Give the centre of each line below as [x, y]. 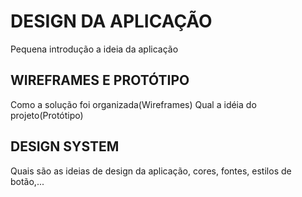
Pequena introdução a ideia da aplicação [94, 49]
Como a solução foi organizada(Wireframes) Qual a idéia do [133, 104]
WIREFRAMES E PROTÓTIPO [100, 80]
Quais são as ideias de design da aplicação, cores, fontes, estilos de [151, 171]
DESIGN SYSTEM [65, 146]
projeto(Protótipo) [47, 115]
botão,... [27, 181]
